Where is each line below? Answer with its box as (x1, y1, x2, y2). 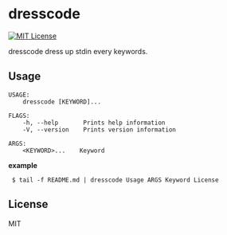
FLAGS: (8, 112, 30, 119)
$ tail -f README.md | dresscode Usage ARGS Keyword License (11, 176, 219, 184)
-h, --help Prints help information (22, 119, 166, 127)
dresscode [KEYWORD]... (22, 97, 102, 106)
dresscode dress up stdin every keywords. (8, 46, 148, 56)
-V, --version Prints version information (22, 125, 177, 134)
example (8, 160, 38, 170)
